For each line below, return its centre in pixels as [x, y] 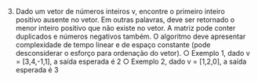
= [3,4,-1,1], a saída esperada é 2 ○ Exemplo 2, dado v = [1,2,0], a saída [131, 61]
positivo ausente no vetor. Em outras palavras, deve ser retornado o [125, 20]
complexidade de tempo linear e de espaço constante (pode [113, 45]
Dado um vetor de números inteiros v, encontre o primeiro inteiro [120, 11]
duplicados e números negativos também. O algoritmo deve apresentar [131, 36]
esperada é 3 [37, 70]
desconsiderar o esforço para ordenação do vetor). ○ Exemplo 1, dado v [133, 53]
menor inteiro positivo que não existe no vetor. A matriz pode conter [125, 28]
